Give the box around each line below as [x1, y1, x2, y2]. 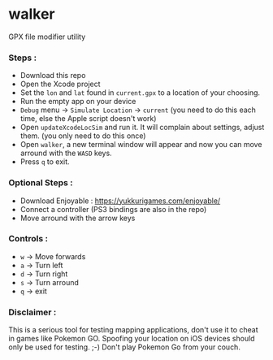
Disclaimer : [8, 306, 57, 318]
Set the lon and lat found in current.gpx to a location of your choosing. [19, 88, 261, 98]
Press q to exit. [19, 157, 71, 167]
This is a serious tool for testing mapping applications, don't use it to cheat [8, 325, 258, 335]
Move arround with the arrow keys [19, 213, 136, 223]
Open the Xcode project [19, 79, 101, 89]
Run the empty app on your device [19, 97, 136, 106]
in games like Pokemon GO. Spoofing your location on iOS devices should [8, 334, 255, 344]
